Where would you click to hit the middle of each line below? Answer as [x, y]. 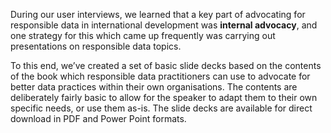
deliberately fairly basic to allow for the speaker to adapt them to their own [164, 97]
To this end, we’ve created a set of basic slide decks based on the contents [166, 65]
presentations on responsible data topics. [96, 46]
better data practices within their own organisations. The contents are [154, 87]
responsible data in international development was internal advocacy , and [164, 25]
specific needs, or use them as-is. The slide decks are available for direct [161, 108]
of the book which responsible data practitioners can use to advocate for [160, 76]
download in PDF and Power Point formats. [98, 118]
